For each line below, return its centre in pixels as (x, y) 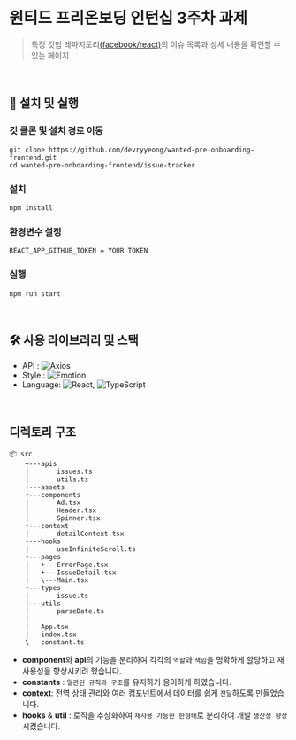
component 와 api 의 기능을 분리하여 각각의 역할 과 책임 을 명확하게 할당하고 (148, 660)
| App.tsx (47, 627)
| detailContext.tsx (75, 534)
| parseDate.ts (65, 611)
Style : (34, 375)
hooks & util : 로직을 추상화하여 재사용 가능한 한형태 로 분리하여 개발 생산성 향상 (155, 715)
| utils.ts (57, 479)
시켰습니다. (41, 727)
